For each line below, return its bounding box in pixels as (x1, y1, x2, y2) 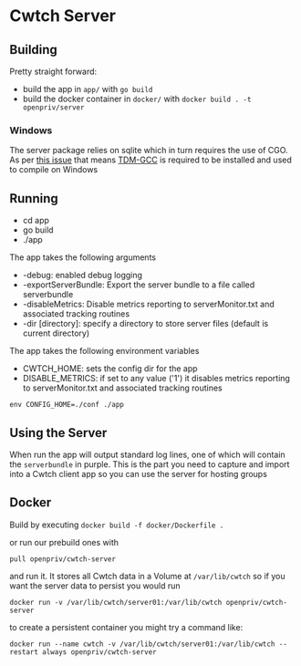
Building (9, 42, 57, 57)
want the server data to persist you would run (9, 580, 181, 591)
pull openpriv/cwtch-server (9, 554, 117, 564)
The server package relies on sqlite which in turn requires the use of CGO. (9, 145, 289, 156)
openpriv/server (22, 103, 85, 112)
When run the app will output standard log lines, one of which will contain (9, 449, 285, 460)
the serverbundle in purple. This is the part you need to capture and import (9, 458, 290, 470)
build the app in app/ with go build (22, 84, 153, 94)
